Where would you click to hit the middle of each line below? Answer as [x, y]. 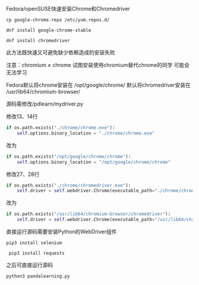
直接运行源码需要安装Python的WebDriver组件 [62, 232]
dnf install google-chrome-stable [49, 30]
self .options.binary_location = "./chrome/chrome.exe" [86, 133]
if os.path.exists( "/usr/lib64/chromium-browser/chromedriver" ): [88, 214]
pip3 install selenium [34, 243]
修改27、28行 [23, 174]
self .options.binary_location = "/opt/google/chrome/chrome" [94, 162]
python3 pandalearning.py [38, 276]
